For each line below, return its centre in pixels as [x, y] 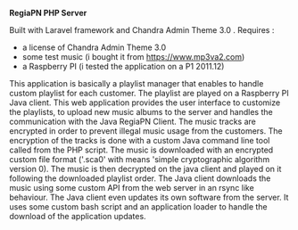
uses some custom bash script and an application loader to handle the [138, 207]
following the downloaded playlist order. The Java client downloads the [140, 178]
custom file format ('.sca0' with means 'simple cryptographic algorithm [140, 159]
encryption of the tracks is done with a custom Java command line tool [140, 140]
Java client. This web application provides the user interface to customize [145, 103]
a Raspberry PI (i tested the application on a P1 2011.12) [123, 66]
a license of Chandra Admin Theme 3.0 [94, 47]
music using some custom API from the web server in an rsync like [132, 188]
